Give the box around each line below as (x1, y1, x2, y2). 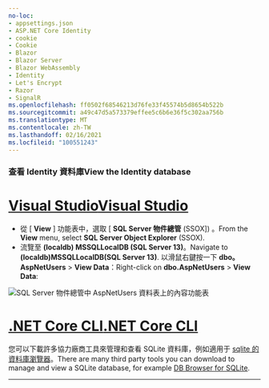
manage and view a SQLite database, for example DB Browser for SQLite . (8, 363, 251, 373)
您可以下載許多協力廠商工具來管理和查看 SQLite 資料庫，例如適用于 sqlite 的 (8, 344, 259, 354)
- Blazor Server (8, 57, 62, 65)
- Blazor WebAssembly (8, 64, 81, 72)
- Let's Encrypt (8, 79, 62, 87)
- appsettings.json (8, 19, 74, 27)
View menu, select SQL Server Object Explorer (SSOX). (19, 233, 206, 243)
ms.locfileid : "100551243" (8, 138, 98, 147)
